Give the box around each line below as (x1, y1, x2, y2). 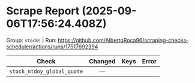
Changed (89, 57, 116, 65)
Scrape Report (6, 4, 80, 18)
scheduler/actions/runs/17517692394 (6, 43, 98, 50)
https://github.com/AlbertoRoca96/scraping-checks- (58, 36, 189, 44)
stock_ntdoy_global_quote (9, 67, 83, 75)
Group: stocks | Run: (6, 36, 57, 44)
